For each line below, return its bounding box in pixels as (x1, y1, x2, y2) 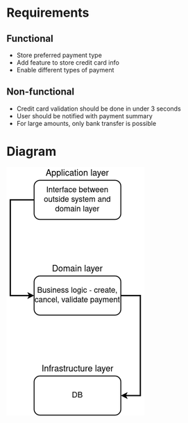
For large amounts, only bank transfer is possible (16, 119, 157, 127)
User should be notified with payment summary (16, 111, 153, 120)
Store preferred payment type (16, 51, 102, 59)
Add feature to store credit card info (16, 58, 119, 67)
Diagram (6, 144, 57, 159)
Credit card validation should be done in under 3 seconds (16, 104, 181, 113)
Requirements (6, 5, 89, 21)
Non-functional (6, 86, 74, 98)
